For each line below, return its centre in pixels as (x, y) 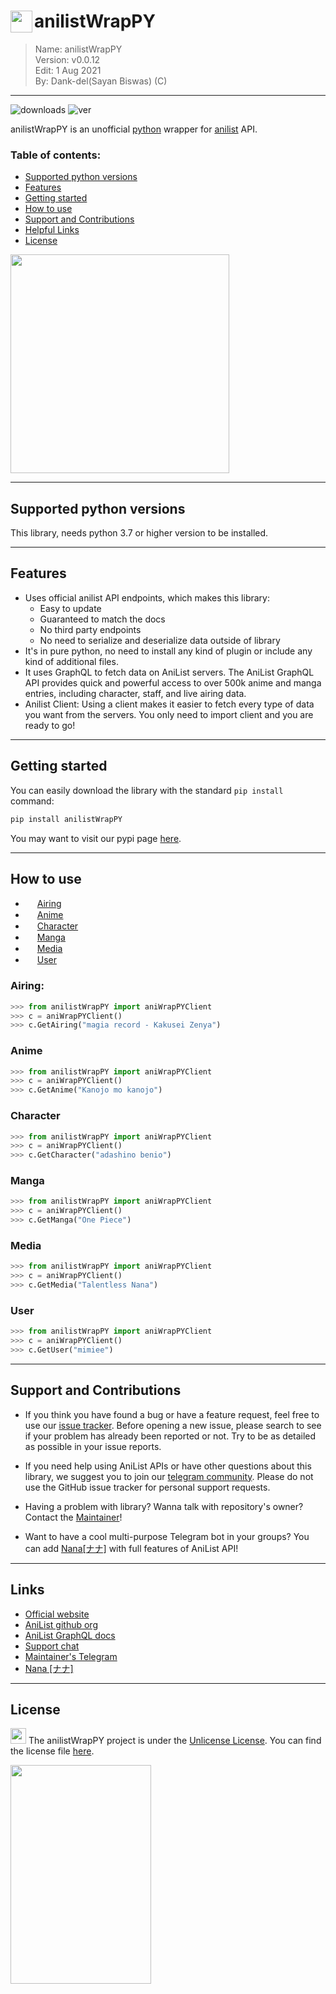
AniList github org (61, 1624)
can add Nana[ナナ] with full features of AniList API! (131, 1548)
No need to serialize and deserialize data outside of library (160, 640)
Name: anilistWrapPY (78, 49)
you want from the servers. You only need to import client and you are (169, 714)
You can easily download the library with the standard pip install (147, 790)
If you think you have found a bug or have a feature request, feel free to (172, 1414)
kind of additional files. (71, 661)
